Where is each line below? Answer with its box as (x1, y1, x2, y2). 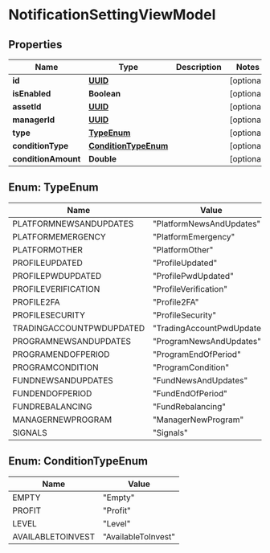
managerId (12, 114, 55, 125)
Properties (8, 38, 63, 51)
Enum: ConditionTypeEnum (8, 454, 149, 468)
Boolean (88, 88, 121, 99)
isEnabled (12, 88, 51, 99)
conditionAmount (12, 154, 81, 164)
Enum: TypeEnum (8, 181, 99, 195)
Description (175, 62, 223, 72)
